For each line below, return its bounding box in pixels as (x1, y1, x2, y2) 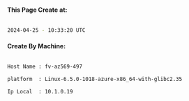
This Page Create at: (7, 6, 68, 14)
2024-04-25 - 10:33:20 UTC (7, 27, 86, 34)
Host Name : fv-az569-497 (7, 63, 82, 71)
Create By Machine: (7, 42, 66, 50)
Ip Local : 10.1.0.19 (7, 89, 73, 95)
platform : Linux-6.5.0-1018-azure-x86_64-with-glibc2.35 (7, 76, 183, 83)
